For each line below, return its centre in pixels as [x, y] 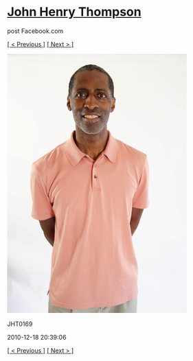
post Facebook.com [35, 31]
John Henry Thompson [75, 12]
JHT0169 [20, 324]
